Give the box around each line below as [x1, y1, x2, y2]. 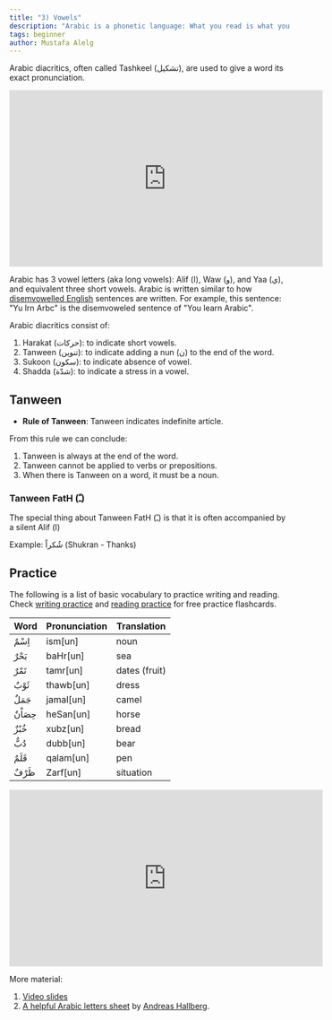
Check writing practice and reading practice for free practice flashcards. [9, 598, 277, 610]
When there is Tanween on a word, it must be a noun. [21, 470, 219, 481]
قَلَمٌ [13, 752, 28, 764]
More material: [9, 974, 63, 985]
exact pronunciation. [9, 73, 85, 83]
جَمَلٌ [13, 693, 32, 706]
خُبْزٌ [13, 723, 28, 736]
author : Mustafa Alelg [9, 38, 94, 48]
